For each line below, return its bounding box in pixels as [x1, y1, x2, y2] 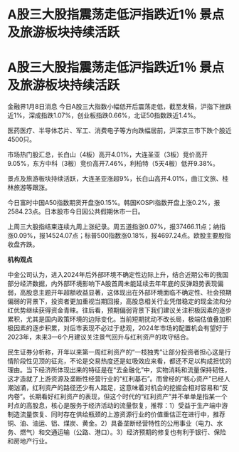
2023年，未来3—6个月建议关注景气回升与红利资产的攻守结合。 [7, 332, 193, 342]
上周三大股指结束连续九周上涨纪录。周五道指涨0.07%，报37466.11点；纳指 [7, 222, 226, 231]
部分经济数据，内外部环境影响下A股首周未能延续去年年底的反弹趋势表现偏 [7, 279, 224, 288]
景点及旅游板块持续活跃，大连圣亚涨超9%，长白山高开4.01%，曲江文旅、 [7, 174, 223, 183]
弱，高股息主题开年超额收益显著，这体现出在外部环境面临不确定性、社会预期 [7, 288, 232, 297]
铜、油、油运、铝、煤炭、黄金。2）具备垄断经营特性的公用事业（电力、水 [7, 419, 223, 428]
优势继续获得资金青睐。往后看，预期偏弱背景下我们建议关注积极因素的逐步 [13, 306, 232, 315]
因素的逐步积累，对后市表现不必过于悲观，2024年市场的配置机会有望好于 [13, 324, 229, 332]
